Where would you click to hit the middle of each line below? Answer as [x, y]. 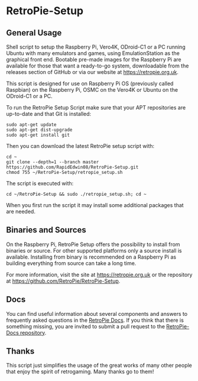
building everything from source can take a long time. [71, 263]
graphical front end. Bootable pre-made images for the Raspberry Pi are [94, 59]
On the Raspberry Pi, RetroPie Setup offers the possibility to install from [93, 244]
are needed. [21, 212]
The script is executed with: [40, 183]
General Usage [34, 33]
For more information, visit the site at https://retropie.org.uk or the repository [99, 275]
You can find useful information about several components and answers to [97, 314]
